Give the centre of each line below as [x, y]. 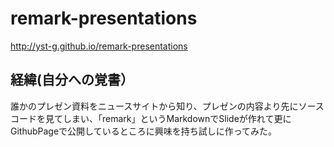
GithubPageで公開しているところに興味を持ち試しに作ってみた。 [143, 131]
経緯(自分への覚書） [72, 80]
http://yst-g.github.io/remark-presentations [99, 46]
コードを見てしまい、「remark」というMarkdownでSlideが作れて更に [151, 118]
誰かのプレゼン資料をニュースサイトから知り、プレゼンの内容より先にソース [167, 106]
